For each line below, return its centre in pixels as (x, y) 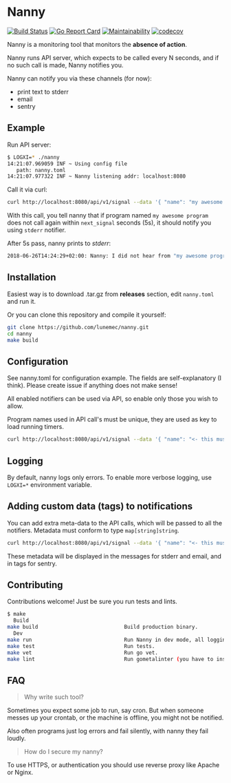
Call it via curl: (27, 189)
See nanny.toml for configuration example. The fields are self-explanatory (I (114, 378)
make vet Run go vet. (82, 652)
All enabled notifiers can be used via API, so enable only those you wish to (113, 399)
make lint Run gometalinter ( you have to (110, 659)
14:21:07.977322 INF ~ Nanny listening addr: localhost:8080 (97, 176)
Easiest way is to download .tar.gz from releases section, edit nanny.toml (111, 294)
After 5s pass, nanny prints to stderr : (59, 243)
